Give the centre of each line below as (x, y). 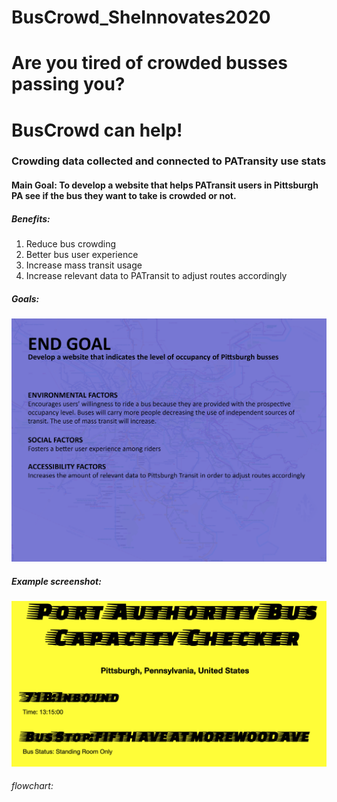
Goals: (25, 298)
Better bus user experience (82, 255)
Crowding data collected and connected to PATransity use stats (169, 161)
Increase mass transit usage (84, 265)
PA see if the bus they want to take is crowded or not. (124, 196)
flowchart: (32, 786)
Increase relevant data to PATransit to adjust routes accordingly (156, 276)
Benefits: (31, 218)
